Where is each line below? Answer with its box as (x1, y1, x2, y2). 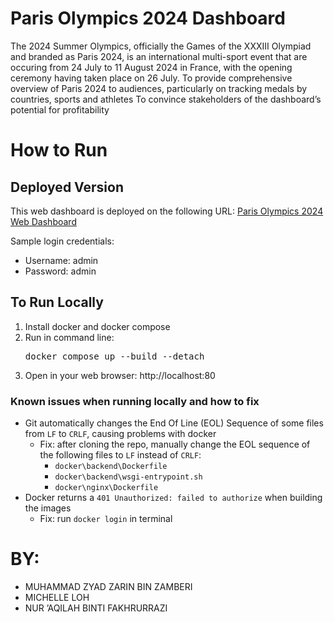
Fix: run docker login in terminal (39, 513, 173, 525)
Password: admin (24, 265, 97, 277)
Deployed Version (10, 178, 124, 196)
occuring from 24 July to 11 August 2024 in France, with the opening (10, 61, 293, 73)
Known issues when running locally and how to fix (10, 394, 260, 408)
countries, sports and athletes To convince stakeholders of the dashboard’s (10, 93, 322, 105)
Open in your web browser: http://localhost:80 (24, 369, 216, 381)
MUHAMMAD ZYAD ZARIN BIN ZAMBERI (24, 580, 193, 592)
